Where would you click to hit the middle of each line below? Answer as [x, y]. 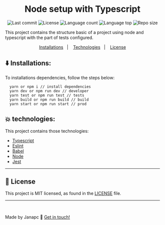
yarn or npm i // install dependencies [50, 87]
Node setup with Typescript [82, 9]
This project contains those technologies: [47, 131]
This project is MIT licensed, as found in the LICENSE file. [63, 193]
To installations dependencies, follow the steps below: [60, 77]
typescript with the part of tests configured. [49, 37]
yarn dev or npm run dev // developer [49, 91]
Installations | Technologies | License [82, 47]
